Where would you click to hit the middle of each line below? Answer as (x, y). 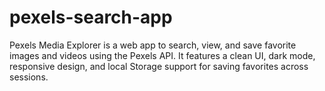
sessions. (29, 77)
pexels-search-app (91, 17)
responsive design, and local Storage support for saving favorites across (159, 66)
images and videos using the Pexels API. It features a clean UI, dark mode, (162, 55)
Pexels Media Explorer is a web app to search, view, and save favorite (153, 45)
